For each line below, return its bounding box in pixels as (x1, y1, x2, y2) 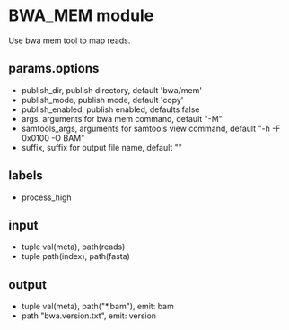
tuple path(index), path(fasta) (21, 251, 131, 262)
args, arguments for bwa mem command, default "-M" (21, 113, 223, 124)
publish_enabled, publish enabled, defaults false (21, 104, 200, 115)
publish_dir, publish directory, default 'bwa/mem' (21, 84, 203, 95)
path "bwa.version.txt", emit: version (21, 310, 157, 321)
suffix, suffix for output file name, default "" (21, 142, 183, 152)
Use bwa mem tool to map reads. (8, 35, 131, 46)
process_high (21, 192, 73, 203)
